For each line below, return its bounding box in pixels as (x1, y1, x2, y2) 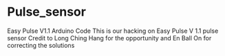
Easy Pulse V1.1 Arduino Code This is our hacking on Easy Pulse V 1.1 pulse (7, 27, 219, 35)
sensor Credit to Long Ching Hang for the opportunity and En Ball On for (7, 33, 212, 42)
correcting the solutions (7, 41, 75, 49)
